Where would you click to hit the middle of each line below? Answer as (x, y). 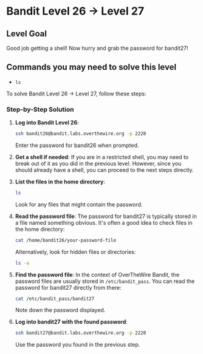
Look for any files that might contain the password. (79, 204)
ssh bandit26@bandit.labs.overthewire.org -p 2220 (81, 134)
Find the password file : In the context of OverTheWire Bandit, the (97, 274)
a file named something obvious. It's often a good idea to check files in (104, 222)
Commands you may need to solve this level (91, 67)
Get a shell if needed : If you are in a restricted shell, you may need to (102, 157)
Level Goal (27, 34)
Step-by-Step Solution (40, 109)
